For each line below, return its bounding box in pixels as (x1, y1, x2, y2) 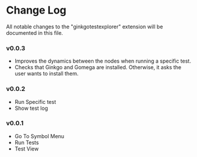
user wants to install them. (14, 70, 79, 77)
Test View (14, 145, 39, 152)
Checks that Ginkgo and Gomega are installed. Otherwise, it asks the (14, 64, 182, 71)
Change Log (6, 4, 66, 17)
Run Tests (14, 139, 39, 146)
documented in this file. (6, 29, 64, 36)
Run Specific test (14, 98, 56, 105)
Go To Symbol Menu (14, 132, 65, 139)
